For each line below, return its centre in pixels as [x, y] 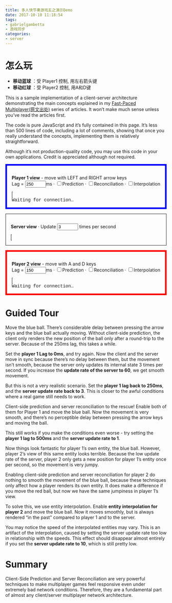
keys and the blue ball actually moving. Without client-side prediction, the [83, 333]
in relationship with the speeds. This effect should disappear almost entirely [85, 538]
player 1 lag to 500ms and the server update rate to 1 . [63, 438]
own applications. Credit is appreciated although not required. [71, 157]
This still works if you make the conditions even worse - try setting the [79, 433]
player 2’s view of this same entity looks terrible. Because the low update [82, 453]
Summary [26, 564]
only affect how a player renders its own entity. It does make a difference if [84, 485]
